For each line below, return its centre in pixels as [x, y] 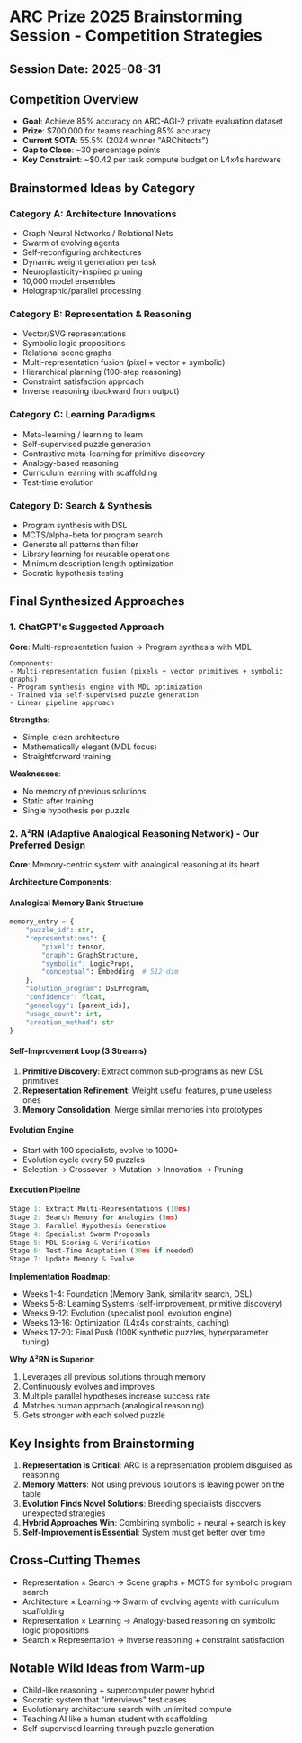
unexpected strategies [64, 1513]
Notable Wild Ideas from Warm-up [107, 1669]
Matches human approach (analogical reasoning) [113, 1406]
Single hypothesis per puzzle [76, 810]
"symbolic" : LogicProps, [88, 963]
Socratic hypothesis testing [73, 573]
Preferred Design [48, 845]
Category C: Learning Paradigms [82, 415]
